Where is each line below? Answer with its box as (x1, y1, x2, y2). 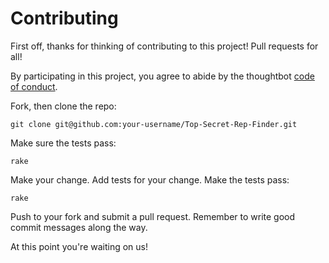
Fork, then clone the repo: (10, 100, 117, 112)
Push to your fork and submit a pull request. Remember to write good (10, 210, 296, 222)
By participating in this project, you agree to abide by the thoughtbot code (10, 70, 315, 82)
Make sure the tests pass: (10, 137, 117, 149)
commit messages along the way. (10, 221, 148, 233)
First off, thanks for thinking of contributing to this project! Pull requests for (10, 40, 319, 52)
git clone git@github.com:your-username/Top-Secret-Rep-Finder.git (10, 119, 298, 129)
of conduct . (10, 80, 58, 92)
